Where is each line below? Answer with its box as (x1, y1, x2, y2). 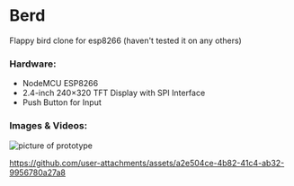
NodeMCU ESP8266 (22, 78, 99, 89)
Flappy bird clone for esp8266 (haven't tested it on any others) (9, 35, 243, 46)
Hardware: (9, 58, 57, 70)
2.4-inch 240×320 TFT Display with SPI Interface (22, 87, 206, 99)
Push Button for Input (22, 97, 102, 108)
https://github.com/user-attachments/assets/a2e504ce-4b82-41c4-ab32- (9, 157, 285, 168)
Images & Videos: (9, 120, 88, 132)
